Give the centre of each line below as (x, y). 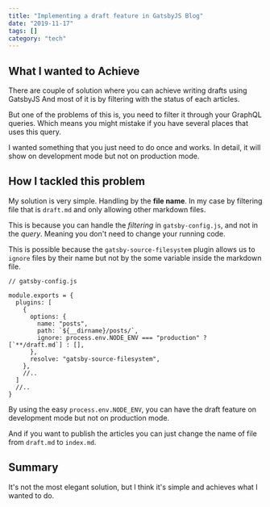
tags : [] (23, 31)
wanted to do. (31, 495)
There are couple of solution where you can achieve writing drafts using (128, 90)
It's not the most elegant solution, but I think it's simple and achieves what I (133, 487)
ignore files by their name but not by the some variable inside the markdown (135, 258)
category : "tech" (37, 38)
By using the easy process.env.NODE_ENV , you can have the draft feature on (132, 409)
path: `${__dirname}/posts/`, (88, 331)
